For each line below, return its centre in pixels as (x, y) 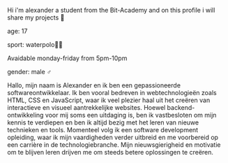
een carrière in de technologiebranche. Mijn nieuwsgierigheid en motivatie (114, 145)
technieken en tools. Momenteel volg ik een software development (103, 130)
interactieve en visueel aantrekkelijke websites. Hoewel (86, 107)
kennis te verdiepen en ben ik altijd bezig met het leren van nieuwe (103, 122)
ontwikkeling (25, 115)
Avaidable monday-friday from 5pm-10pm (67, 58)
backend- (181, 107)
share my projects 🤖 (36, 17)
